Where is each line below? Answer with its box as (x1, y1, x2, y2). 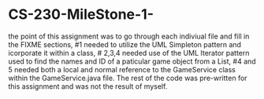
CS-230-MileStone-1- (8, 5, 154, 24)
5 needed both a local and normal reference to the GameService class (8, 64, 236, 74)
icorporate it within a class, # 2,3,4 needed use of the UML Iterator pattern (8, 48, 250, 57)
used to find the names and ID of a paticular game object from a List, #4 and (8, 57, 256, 66)
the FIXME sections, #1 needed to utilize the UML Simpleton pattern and (8, 39, 242, 49)
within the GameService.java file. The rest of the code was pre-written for (8, 73, 247, 82)
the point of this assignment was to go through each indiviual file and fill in (8, 31, 250, 41)
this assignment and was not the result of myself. (8, 81, 168, 91)
